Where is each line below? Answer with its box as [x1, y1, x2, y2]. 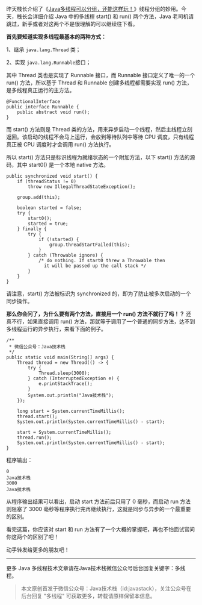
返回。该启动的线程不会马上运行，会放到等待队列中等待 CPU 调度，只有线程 [6, 133, 194, 140]
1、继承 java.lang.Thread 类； [6, 46, 81, 53]
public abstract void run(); [17, 109, 90, 115]
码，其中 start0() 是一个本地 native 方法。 [6, 161, 109, 168]
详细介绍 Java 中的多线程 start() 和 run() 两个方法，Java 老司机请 [32, 13, 194, 20]
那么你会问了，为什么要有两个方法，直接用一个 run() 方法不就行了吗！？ [6, 310, 185, 318]
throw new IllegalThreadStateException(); [28, 184, 136, 190]
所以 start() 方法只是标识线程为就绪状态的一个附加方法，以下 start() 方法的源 [6, 154, 195, 161]
